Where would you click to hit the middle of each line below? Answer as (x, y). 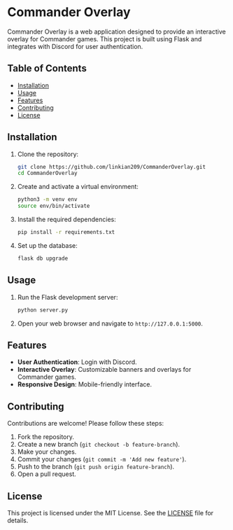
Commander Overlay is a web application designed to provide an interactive (116, 32)
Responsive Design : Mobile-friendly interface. (85, 384)
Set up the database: (48, 245)
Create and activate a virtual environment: (78, 187)
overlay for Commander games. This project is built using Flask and (105, 39)
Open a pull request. (47, 474)
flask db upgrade (43, 258)
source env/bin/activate (54, 206)
